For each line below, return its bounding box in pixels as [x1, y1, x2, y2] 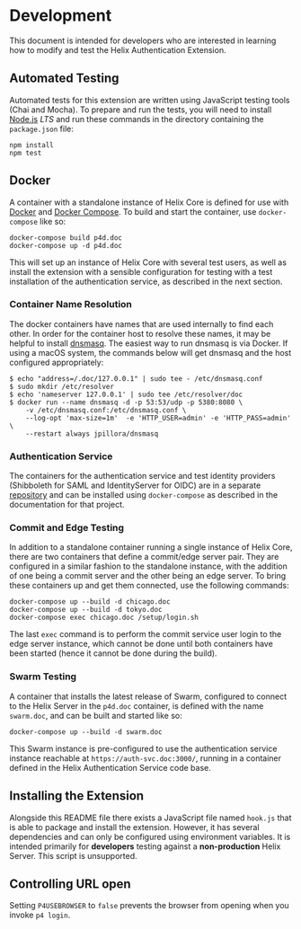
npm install [9, 140, 54, 149]
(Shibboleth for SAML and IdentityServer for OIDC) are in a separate [9, 480, 261, 491]
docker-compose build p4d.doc [9, 233, 123, 243]
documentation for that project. [9, 500, 125, 510]
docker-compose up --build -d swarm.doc [9, 727, 164, 737]
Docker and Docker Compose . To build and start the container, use [9, 206, 257, 217]
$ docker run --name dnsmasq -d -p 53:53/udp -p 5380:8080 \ [9, 397, 243, 407]
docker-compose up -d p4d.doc [9, 241, 123, 250]
